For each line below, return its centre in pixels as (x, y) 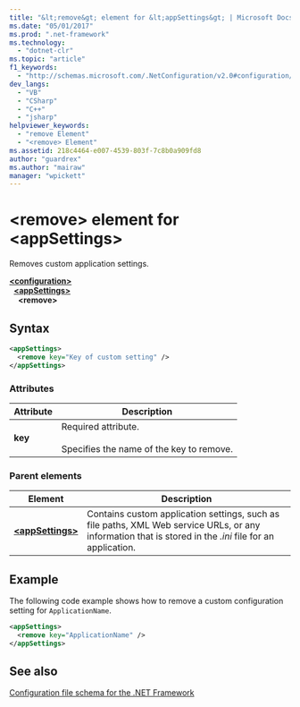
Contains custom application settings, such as (183, 514)
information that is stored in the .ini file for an (181, 536)
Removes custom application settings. (79, 264)
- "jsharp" (37, 117)
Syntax (29, 328)
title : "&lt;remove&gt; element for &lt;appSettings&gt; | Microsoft (142, 17)
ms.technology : (37, 43)
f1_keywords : (33, 68)
